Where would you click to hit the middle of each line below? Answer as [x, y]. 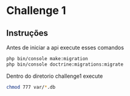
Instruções [27, 33]
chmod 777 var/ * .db [31, 87]
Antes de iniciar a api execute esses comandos [65, 47]
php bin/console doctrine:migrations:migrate [65, 64]
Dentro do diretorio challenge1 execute [55, 76]
